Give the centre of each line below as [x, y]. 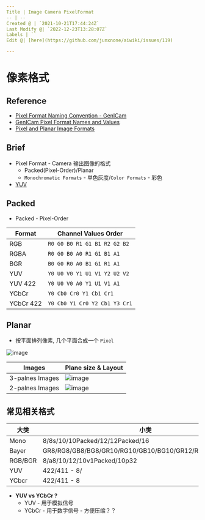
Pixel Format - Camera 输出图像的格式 [63, 163]
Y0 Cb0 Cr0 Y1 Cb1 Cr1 [81, 293]
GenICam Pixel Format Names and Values [67, 122]
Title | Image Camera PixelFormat [50, 12]
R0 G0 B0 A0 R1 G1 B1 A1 [84, 254]
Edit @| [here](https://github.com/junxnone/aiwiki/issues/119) [90, 40]
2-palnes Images [34, 388]
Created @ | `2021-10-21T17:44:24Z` [53, 23]
